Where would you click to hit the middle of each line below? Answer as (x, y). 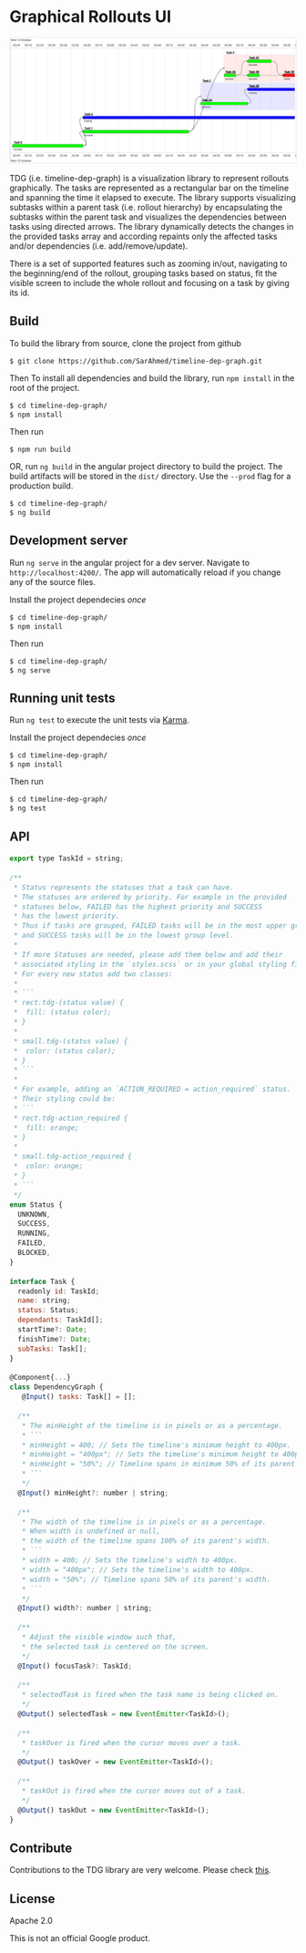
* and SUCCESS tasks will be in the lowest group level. (123, 936)
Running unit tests (62, 698)
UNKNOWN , (34, 1214)
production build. (41, 486)
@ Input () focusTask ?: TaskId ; (75, 1666)
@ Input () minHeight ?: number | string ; (93, 1493)
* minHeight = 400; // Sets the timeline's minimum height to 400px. (156, 1445)
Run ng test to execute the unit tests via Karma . (99, 720)
